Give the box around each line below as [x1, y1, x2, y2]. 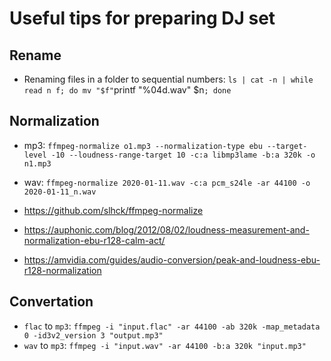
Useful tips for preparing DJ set [9, 7, 276, 30]
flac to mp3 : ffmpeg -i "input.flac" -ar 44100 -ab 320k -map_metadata [23, 320, 321, 332]
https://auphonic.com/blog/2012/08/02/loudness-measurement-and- [23, 223, 310, 236]
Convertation [9, 293, 94, 311]
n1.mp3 [23, 158, 52, 169]
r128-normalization [23, 264, 102, 276]
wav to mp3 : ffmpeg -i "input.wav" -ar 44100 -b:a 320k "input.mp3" [23, 339, 307, 351]
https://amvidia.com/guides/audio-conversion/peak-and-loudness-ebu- [23, 253, 321, 266]
